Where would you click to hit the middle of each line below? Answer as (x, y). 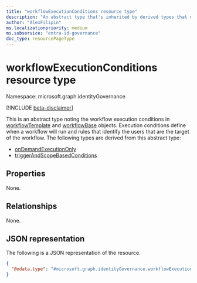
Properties (26, 174)
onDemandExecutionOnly (45, 149)
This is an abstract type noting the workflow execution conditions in (88, 119)
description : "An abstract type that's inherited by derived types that (97, 17)
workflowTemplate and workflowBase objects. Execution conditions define (96, 125)
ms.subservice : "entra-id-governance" (53, 33)
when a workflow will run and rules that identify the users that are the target (98, 131)
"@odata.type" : (30, 269)
